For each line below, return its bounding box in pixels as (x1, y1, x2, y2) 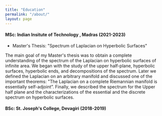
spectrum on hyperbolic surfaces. (5, 94, 74, 100)
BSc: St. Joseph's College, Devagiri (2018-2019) (5, 106, 107, 112)
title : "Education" (5, 7, 46, 12)
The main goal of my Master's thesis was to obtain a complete (5, 52, 132, 58)
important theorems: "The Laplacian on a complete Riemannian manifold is (5, 78, 158, 84)
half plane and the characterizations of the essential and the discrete (5, 89, 146, 95)
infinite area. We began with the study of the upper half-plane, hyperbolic (5, 63, 155, 69)
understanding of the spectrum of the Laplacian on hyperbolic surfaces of (5, 57, 157, 63)
